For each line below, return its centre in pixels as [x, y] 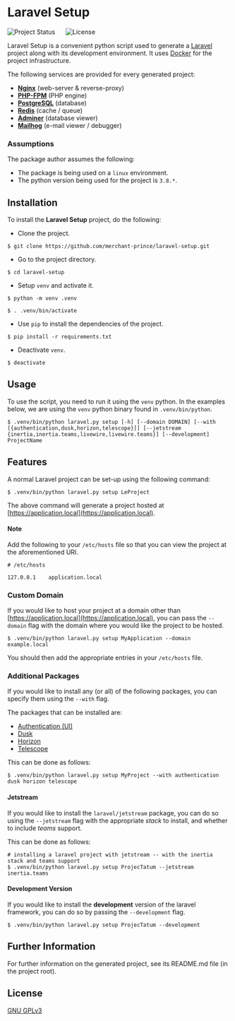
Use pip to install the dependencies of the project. [90, 324]
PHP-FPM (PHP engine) [52, 95]
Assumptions [31, 143]
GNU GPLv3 [25, 1010]
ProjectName [25, 440]
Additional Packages [43, 676]
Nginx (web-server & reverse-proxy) [71, 88]
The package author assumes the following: [71, 159]
